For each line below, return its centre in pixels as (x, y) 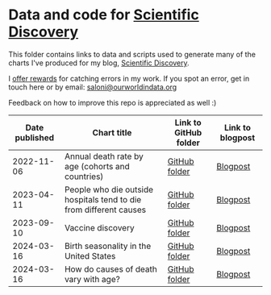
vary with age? (92, 279)
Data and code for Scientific (104, 15)
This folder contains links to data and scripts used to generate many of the (132, 54)
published (35, 137)
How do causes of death (110, 269)
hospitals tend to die (103, 199)
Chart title (112, 132)
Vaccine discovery (99, 227)
